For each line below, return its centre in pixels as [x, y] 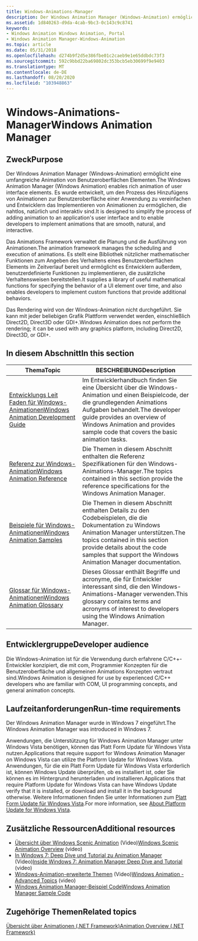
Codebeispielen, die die [115, 517]
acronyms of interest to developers [131, 608]
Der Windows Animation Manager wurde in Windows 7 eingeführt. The [91, 723]
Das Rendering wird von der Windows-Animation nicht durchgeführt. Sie [94, 310]
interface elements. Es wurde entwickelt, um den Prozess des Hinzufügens [97, 192]
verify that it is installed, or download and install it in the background [89, 791]
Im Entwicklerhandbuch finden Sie [130, 380]
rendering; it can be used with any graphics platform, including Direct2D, [94, 328]
